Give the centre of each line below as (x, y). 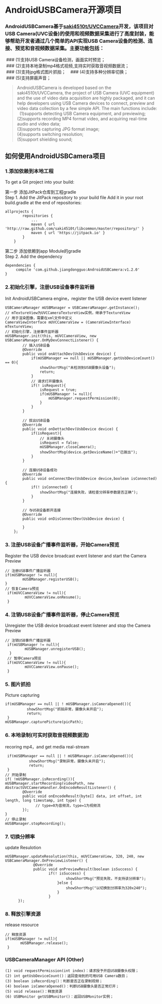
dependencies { (20, 266)
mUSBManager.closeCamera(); (68, 447)
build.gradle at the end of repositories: (43, 203)
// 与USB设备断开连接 (42, 511)
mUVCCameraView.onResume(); (53, 597)
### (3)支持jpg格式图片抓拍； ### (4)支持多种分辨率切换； (67, 72)
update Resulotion (23, 847)
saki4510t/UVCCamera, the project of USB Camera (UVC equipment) (86, 93)
